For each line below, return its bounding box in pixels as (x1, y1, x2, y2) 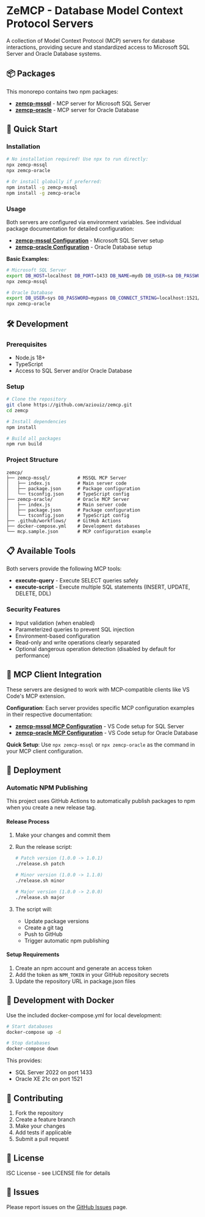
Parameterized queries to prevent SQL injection (15, 625, 135, 633)
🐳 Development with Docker (6, 995, 115, 1006)
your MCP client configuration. (6, 747, 84, 755)
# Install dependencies (6, 418, 67, 424)
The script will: (15, 905, 53, 913)
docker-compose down (6, 1046, 59, 1052)
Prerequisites (6, 340, 47, 349)
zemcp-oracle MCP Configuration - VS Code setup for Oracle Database (15, 729, 198, 736)
